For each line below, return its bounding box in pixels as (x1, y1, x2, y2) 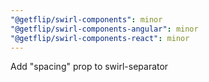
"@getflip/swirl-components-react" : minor (10, 33, 190, 43)
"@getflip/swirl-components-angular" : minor (10, 24, 199, 34)
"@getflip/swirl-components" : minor (10, 14, 163, 25)
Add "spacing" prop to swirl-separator (10, 61, 169, 73)
